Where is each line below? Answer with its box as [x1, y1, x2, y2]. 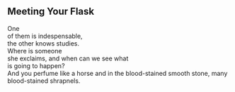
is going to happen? [7, 61, 65, 70]
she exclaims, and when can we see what [7, 54, 129, 63]
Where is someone [7, 46, 62, 55]
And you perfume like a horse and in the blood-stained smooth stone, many [7, 69, 228, 77]
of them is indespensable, [7, 32, 83, 40]
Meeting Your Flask [7, 6, 94, 18]
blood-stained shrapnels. [7, 77, 81, 85]
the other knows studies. [7, 39, 80, 48]
